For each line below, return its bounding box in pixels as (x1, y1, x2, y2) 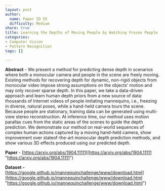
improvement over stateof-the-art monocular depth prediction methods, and (5, 134, 161, 141)
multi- (145, 108, 158, 114)
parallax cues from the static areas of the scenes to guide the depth (5, 119, 143, 125)
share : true (5, 26, 30, 31)
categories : (5, 35, 30, 40)
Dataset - (5, 164, 25, 170)
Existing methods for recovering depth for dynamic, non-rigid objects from (5, 77, 157, 83)
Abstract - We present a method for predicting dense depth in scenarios (5, 66, 153, 72)
